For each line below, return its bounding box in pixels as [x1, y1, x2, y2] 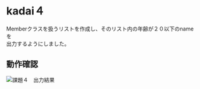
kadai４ [6, 4, 45, 18]
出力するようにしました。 [6, 40, 70, 47]
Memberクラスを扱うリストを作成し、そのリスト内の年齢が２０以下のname [6, 25, 194, 32]
